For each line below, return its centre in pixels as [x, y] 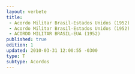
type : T [16, 56]
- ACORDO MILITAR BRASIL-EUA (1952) [55, 34]
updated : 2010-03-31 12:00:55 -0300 [52, 51]
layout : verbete [26, 12]
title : [14, 17]
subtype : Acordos [28, 61]
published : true [26, 39]
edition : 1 [20, 45]
